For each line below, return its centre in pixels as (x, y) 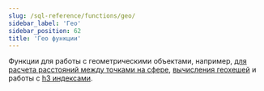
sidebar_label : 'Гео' (45, 23)
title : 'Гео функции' (45, 38)
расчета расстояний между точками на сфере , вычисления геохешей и (132, 70)
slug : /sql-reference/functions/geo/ (72, 16)
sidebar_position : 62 (45, 31)
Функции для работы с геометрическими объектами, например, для (128, 61)
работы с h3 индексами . (51, 78)
